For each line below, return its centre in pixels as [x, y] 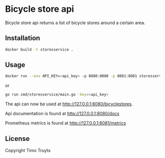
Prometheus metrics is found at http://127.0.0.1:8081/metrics [66, 123]
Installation [23, 38]
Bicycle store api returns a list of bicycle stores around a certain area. [75, 23]
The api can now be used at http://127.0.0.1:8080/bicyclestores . [69, 104]
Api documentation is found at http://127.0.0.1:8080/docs [62, 114]
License [17, 139]
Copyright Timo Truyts [28, 150]
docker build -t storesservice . [39, 49]
